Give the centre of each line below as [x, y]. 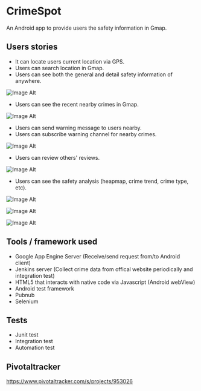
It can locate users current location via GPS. [70, 61]
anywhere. [28, 80]
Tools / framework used [52, 242]
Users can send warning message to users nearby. [78, 128]
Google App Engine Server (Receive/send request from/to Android [97, 256]
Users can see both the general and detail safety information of [94, 74]
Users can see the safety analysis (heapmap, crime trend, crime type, [102, 181]
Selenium [27, 301]
